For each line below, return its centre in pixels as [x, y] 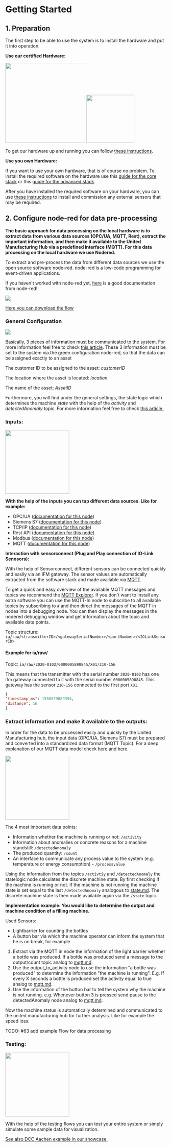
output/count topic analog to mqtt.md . [53, 962]
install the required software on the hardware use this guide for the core [81, 176]
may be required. [23, 202]
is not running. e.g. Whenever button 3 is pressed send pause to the [84, 995]
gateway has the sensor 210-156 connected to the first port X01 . [72, 685]
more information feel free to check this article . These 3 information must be [86, 347]
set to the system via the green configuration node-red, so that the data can [85, 353]
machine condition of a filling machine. [47, 911]
